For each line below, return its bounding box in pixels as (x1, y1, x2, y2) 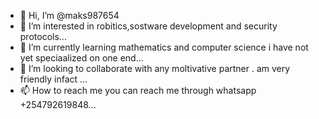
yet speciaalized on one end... (19, 52, 144, 64)
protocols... (19, 31, 67, 42)
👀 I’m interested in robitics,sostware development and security (19, 20, 278, 32)
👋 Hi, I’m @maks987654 (19, 10, 120, 21)
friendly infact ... (19, 73, 88, 85)
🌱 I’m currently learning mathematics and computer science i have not (19, 41, 309, 53)
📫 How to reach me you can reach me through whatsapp (19, 85, 257, 96)
